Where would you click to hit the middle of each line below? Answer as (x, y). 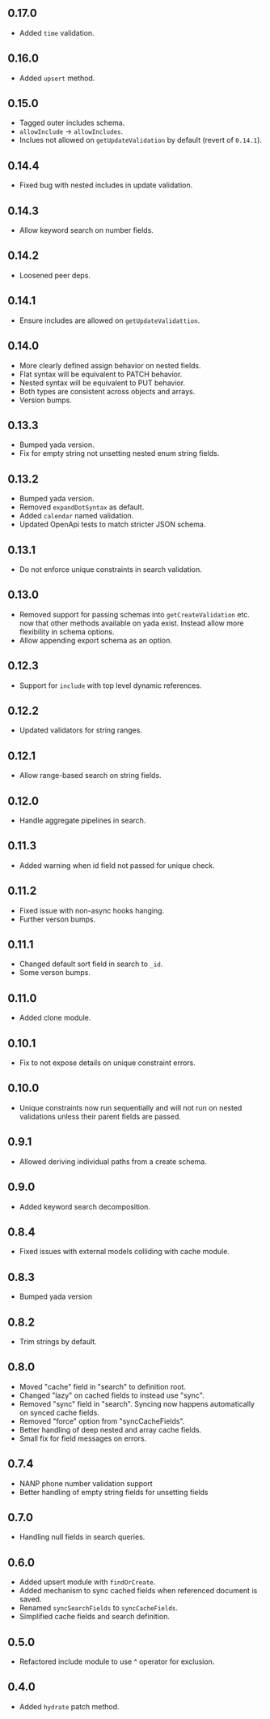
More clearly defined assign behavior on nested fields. (110, 365)
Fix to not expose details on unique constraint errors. (107, 1063)
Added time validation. (57, 32)
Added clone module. (55, 1018)
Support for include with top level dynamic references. (110, 685)
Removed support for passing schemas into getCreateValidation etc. (134, 614)
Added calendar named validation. (76, 516)
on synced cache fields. (59, 1412)
